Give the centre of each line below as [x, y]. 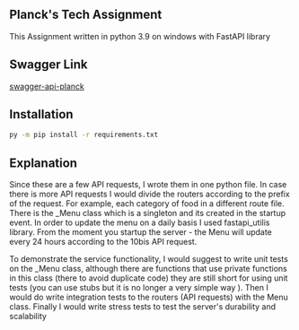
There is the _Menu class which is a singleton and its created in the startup [147, 213]
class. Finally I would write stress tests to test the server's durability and [143, 307]
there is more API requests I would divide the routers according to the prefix [149, 194]
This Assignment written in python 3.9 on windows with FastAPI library [140, 36]
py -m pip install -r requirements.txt [84, 135]
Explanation [44, 163]
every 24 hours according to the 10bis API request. [103, 242]
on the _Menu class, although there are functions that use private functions [148, 269]
